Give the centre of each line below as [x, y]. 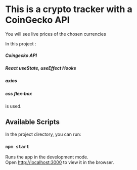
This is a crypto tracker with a [69, 9]
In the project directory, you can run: [43, 134]
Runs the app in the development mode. [47, 157]
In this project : [21, 43]
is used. [13, 106]
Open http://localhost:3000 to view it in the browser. [60, 162]
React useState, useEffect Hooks [41, 68]
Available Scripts [32, 122]
